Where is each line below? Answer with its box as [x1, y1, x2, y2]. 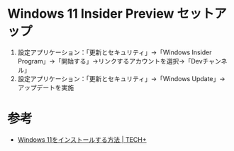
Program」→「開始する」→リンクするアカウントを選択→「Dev [17, 56, 204, 65]
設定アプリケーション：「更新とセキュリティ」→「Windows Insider [17, 48, 212, 56]
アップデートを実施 [17, 83, 74, 92]
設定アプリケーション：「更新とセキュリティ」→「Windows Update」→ [17, 74, 225, 83]
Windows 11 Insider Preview [7, 6, 174, 22]
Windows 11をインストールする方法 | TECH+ [17, 135, 147, 144]
